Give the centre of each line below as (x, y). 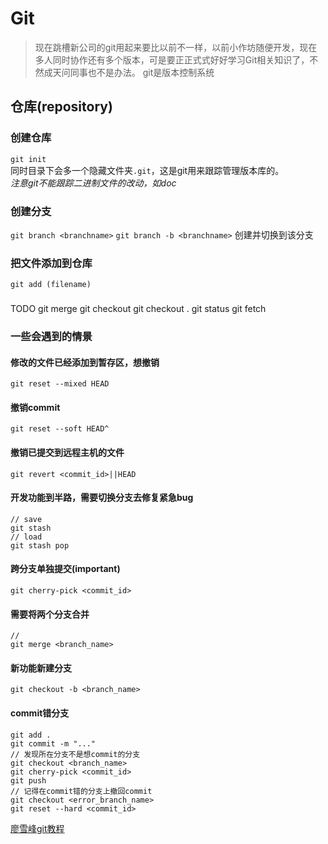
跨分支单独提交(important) (65, 569)
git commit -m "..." (53, 743)
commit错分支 (40, 713)
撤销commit (35, 407)
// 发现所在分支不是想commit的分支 (75, 754)
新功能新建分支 (41, 668)
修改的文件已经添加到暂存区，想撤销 (85, 362)
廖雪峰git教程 (37, 828)
